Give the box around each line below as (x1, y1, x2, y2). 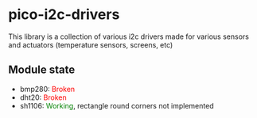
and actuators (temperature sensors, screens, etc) (8, 40, 173, 49)
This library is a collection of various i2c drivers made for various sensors (8, 32, 249, 41)
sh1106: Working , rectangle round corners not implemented (19, 101, 214, 110)
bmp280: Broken (19, 84, 76, 93)
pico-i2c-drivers (8, 6, 120, 24)
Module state (8, 63, 76, 77)
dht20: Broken (19, 93, 67, 102)
